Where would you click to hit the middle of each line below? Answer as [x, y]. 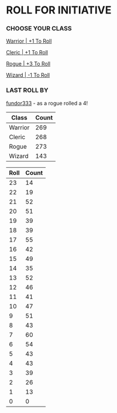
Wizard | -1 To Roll [28, 75]
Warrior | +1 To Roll [29, 41]
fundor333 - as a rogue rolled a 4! [47, 103]
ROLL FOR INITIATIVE [59, 10]
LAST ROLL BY [27, 90]
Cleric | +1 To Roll [27, 53]
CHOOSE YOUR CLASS [39, 29]
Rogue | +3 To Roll [28, 64]
